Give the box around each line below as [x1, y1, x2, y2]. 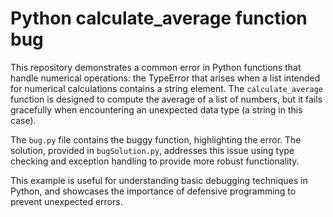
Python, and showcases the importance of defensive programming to [10, 185, 297, 197]
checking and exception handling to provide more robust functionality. [10, 155, 300, 167]
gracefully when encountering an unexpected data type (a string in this [10, 103, 303, 116]
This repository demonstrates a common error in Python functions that [10, 61, 302, 73]
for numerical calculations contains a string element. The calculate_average [10, 82, 323, 94]
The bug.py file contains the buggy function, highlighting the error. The [10, 133, 302, 146]
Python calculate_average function [10, 7, 308, 30]
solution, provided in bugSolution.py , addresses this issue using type [10, 144, 295, 156]
